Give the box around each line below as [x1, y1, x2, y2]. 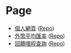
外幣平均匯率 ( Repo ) [14, 32, 65, 40]
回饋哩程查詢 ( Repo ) [14, 40, 65, 47]
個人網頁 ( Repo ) [14, 24, 55, 32]
